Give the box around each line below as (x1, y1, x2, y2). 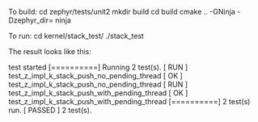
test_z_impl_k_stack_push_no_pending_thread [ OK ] (8, 71, 184, 80)
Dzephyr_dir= (8, 15, 54, 25)
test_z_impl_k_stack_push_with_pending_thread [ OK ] (8, 88, 188, 98)
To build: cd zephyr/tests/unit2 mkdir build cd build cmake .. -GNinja (8, 7, 236, 16)
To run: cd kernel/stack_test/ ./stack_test (8, 32, 144, 40)
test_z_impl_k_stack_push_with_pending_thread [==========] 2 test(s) (8, 97, 251, 106)
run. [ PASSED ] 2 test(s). (8, 105, 92, 115)
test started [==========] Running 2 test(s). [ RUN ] (8, 62, 188, 72)
